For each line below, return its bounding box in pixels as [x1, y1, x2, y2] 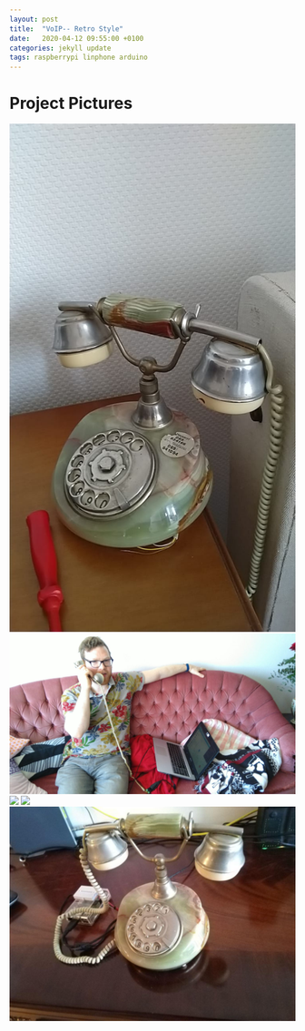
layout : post [9, 15, 59, 24]
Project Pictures [9, 93, 133, 113]
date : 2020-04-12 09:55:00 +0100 [9, 34, 144, 43]
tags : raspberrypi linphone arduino [9, 53, 148, 63]
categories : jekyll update [9, 44, 112, 53]
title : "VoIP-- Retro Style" [9, 24, 124, 34]
